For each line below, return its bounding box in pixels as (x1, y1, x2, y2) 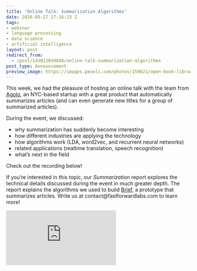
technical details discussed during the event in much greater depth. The (6, 180, 180, 187)
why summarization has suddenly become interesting (14, 126, 144, 133)
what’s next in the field (14, 151, 69, 158)
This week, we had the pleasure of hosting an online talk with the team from (6, 84, 189, 92)
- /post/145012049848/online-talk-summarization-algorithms (11, 57, 161, 63)
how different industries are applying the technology (14, 133, 142, 140)
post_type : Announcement (6, 63, 67, 69)
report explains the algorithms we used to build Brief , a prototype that (6, 186, 174, 194)
